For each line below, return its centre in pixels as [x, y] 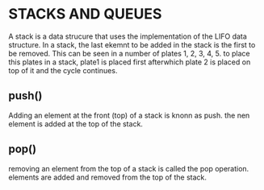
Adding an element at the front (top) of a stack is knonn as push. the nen [129, 115]
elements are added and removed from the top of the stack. [108, 177]
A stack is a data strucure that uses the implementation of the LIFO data [128, 36]
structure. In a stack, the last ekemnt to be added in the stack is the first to [132, 44]
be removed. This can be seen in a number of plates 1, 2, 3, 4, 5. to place [129, 53]
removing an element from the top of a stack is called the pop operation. [129, 168]
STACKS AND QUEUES [85, 14]
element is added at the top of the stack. [76, 124]
